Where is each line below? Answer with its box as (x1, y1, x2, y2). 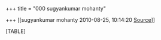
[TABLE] (5, 28, 26, 35)
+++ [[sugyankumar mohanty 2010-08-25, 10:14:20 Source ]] (5, 16, 155, 23)
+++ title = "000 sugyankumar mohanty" (5, 5, 106, 12)
